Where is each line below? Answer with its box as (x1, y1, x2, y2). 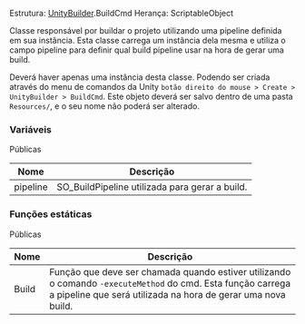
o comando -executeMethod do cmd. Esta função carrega (49, 277, 291, 290)
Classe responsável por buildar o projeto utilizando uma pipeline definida (9, 25, 282, 35)
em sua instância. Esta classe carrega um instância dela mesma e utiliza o (9, 35, 286, 45)
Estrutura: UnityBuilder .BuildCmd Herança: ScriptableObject (9, 8, 234, 18)
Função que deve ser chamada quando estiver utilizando (49, 265, 291, 278)
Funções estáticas (9, 208, 93, 221)
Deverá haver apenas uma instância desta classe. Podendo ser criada (9, 72, 271, 83)
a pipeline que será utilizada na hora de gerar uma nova (49, 288, 286, 300)
